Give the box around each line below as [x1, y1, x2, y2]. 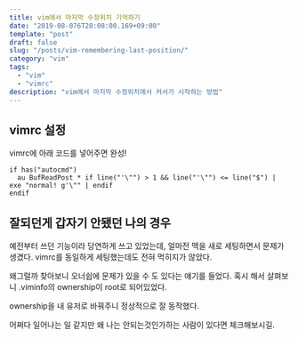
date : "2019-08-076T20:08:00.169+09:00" [9, 21, 162, 30]
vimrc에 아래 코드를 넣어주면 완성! [9, 148, 127, 158]
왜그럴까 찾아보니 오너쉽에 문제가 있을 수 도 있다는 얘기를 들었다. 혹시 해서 [9, 270, 265, 281]
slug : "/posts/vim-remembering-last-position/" [9, 46, 189, 55]
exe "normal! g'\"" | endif [9, 181, 114, 190]
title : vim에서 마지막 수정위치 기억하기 [9, 12, 141, 22]
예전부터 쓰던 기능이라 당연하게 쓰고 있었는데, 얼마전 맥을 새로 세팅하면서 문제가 [9, 241, 285, 252]
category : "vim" [9, 54, 69, 63]
